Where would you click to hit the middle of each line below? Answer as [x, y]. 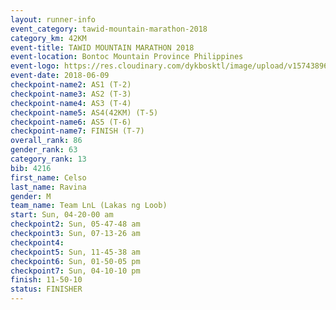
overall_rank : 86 [46, 141]
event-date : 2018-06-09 [60, 76]
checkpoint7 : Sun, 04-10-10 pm [75, 271]
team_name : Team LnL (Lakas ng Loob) [89, 206]
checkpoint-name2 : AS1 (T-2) [71, 85]
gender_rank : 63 [44, 150]
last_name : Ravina [48, 187]
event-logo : [35, 66]
